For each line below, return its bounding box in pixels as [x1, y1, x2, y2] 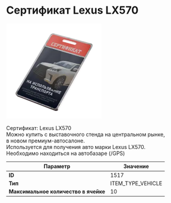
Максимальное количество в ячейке [8, 188, 106, 195]
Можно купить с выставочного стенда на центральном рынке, [6, 131, 165, 138]
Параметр [43, 163, 71, 170]
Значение [123, 163, 150, 170]
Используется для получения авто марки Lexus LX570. [6, 143, 146, 150]
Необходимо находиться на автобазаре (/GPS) [6, 150, 125, 157]
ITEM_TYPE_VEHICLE [110, 179, 163, 187]
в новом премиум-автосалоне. [6, 137, 85, 144]
